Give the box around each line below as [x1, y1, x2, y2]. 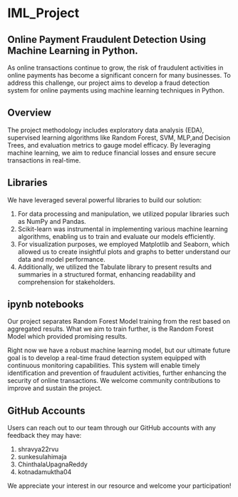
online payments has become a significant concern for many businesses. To [7, 71, 232, 79]
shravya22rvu [17, 445, 59, 454]
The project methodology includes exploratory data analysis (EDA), [7, 125, 205, 134]
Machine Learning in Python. [7, 44, 139, 56]
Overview [7, 107, 52, 119]
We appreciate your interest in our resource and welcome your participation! [7, 481, 232, 490]
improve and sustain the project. [7, 384, 103, 393]
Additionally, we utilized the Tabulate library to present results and [17, 262, 212, 271]
